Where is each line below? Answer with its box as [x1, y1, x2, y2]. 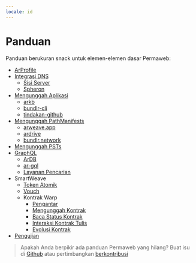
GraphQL [14, 149, 37, 156]
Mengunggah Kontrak [32, 207, 86, 214]
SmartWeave [14, 175, 46, 182]
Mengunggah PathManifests [14, 117, 85, 124]
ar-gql [23, 162, 39, 169]
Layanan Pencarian [23, 168, 71, 175]
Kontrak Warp [23, 193, 58, 201]
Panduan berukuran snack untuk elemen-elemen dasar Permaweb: [5, 55, 171, 62]
